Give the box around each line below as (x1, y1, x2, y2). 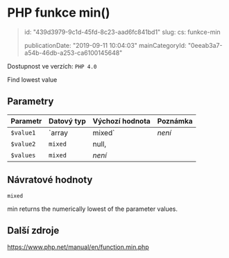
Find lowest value (7, 75, 58, 84)
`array (48, 128, 68, 137)
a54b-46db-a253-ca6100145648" (24, 49, 123, 57)
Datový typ (48, 116, 87, 126)
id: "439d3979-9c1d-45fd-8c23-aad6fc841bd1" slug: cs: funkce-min (24, 28, 221, 36)
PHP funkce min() (7, 5, 110, 21)
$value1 (10, 128, 36, 137)
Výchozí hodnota (92, 116, 151, 126)
